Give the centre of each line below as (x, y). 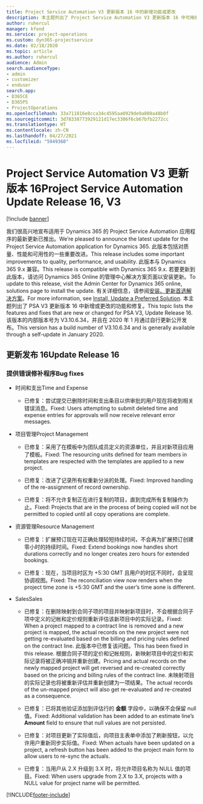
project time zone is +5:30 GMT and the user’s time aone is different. (110, 587)
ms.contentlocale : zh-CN (37, 130)
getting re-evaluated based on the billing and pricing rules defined (106, 639)
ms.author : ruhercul (32, 57)
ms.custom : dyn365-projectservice (50, 40)
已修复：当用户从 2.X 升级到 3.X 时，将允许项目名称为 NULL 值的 (105, 769)
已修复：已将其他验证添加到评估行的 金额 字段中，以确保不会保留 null (110, 709)
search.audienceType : (34, 68)
